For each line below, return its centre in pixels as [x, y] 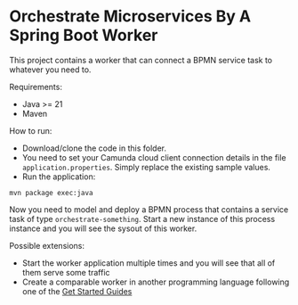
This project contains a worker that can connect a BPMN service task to [141, 60]
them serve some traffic [66, 272]
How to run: [31, 130]
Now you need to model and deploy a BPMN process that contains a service [149, 209]
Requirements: [36, 87]
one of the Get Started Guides [77, 291]
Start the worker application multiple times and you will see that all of [149, 263]
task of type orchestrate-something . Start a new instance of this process [142, 218]
